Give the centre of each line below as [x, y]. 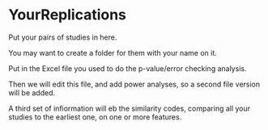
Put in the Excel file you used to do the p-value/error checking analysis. [128, 68]
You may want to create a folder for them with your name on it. [113, 52]
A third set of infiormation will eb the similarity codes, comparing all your [130, 108]
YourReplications [68, 15]
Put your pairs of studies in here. [63, 37]
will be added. [32, 92]
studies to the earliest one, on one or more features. [95, 117]
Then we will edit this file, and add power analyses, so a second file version [134, 84]
